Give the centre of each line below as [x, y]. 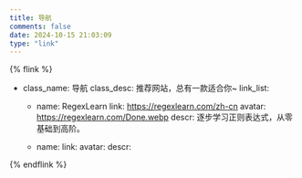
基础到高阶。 [60, 129]
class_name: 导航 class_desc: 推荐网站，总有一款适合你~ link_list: [146, 89]
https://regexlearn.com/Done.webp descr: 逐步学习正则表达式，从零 [165, 117]
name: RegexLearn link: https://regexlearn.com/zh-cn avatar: [151, 107]
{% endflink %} [38, 164]
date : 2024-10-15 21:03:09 [61, 35]
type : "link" [34, 43]
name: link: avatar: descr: [84, 147]
